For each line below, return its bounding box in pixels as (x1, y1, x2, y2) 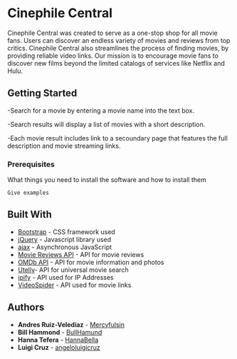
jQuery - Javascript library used (17, 235, 112, 243)
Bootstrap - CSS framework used (17, 227, 115, 236)
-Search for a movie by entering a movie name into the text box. (7, 106, 194, 115)
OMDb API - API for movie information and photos (17, 258, 164, 266)
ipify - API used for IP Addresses (17, 273, 114, 281)
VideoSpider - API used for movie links (17, 280, 132, 289)
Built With (7, 208, 52, 221)
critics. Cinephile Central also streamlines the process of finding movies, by (7, 44, 229, 52)
